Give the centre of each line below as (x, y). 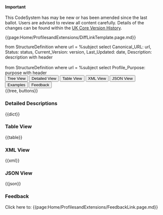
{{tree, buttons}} (21, 91)
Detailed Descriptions (31, 103)
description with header (29, 57)
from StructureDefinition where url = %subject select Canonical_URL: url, (78, 47)
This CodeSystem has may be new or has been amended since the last (76, 18)
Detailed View (44, 79)
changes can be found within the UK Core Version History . (63, 28)
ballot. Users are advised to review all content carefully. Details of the (75, 23)
